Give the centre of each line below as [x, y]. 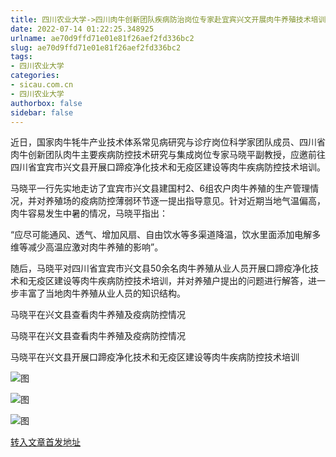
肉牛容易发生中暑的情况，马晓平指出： [89, 213]
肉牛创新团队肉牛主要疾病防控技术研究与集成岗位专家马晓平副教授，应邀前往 [168, 155]
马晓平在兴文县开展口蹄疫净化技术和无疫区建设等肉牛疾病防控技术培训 [155, 357]
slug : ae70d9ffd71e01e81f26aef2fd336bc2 [96, 47]
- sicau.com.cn [42, 85]
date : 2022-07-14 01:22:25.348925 [82, 29]
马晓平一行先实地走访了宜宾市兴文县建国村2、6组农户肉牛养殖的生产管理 [160, 188]
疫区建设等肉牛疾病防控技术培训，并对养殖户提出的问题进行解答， [172, 281]
